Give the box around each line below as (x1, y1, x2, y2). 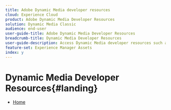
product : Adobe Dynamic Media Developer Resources (5, 17, 115, 22)
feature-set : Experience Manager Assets (5, 45, 93, 50)
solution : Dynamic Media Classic (5, 21, 76, 27)
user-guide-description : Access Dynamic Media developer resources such (5, 41, 163, 46)
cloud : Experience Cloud (5, 12, 58, 17)
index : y (5, 50, 24, 55)
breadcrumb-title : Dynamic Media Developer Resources (5, 36, 122, 41)
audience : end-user (5, 26, 47, 31)
